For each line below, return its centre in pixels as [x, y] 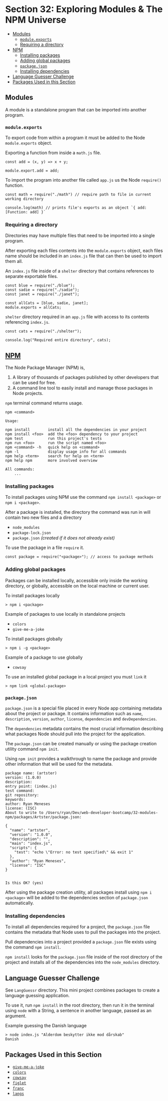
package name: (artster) [31, 773]
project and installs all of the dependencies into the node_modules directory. [83, 962]
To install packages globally [34, 639]
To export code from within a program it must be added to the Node [75, 138]
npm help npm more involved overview [51, 461]
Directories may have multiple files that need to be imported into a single [80, 236]
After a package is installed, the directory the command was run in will [78, 512]
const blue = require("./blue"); [40, 286]
